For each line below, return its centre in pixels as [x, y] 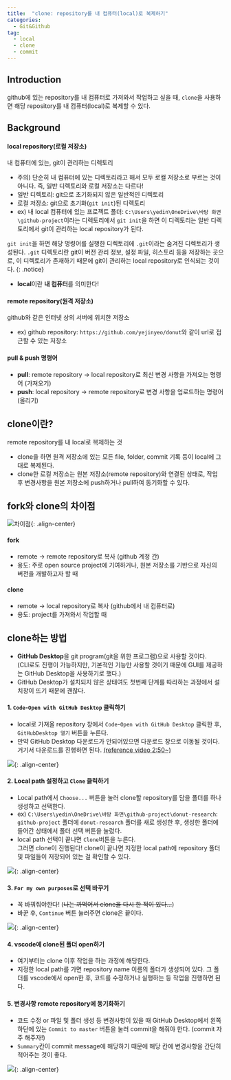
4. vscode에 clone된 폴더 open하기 [56, 944]
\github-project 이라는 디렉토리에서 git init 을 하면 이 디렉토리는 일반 [113, 220]
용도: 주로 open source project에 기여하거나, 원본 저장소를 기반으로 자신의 [117, 565]
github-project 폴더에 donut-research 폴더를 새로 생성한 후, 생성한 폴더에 [118, 822]
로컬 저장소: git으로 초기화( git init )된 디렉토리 [81, 203]
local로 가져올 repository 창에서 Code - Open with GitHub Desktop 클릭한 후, [119, 724]
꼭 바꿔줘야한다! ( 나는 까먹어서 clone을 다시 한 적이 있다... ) [96, 905]
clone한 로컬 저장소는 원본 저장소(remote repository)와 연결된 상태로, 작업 [117, 474]
